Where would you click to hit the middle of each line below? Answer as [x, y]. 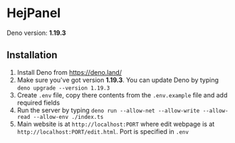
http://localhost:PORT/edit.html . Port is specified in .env [103, 131]
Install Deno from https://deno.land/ [69, 72]
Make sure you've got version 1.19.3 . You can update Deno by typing [117, 80]
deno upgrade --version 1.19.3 [63, 88]
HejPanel [34, 13]
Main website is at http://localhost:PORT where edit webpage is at [116, 124]
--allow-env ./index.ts [68, 117]
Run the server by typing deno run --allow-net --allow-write [108, 110]
